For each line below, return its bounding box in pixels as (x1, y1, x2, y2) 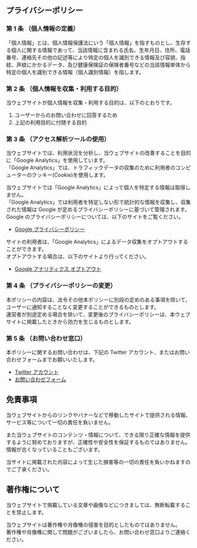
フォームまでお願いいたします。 (21, 356, 98, 363)
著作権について (6, 485, 60, 495)
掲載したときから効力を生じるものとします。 (26, 318, 134, 325)
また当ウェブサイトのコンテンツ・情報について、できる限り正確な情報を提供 (6, 431, 191, 438)
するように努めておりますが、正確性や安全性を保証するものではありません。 (6, 438, 191, 445)
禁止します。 (16, 509, 47, 516)
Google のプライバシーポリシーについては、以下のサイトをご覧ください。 (6, 213, 184, 220)
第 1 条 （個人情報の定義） (6, 25, 79, 33)
